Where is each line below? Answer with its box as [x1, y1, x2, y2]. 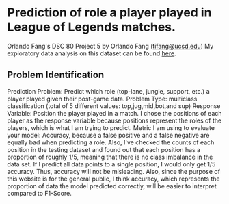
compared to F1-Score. [7, 189, 72, 197]
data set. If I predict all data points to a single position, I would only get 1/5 [7, 160, 216, 168]
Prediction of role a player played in [7, 5, 212, 21]
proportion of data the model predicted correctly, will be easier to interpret [7, 181, 217, 190]
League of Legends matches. [7, 19, 176, 35]
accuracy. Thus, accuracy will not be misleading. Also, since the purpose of [7, 167, 221, 175]
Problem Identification [7, 69, 105, 81]
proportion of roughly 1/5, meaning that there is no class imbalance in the [7, 153, 213, 161]
